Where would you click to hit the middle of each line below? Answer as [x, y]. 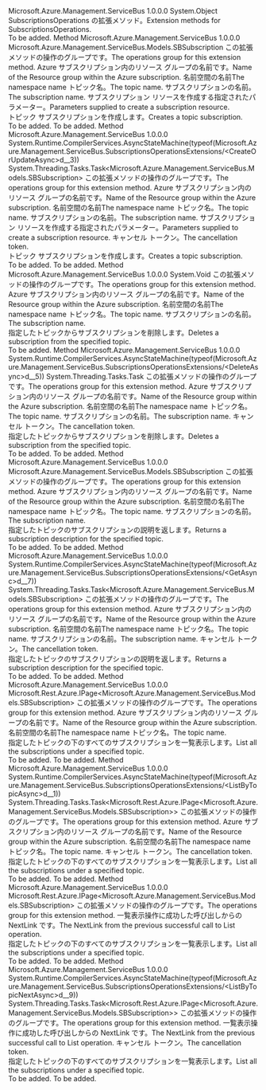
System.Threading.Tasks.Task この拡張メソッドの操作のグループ [152, 376]
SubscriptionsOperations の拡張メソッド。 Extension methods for [114, 20]
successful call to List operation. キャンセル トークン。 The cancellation [125, 1043]
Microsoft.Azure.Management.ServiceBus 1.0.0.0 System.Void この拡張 [124, 274]
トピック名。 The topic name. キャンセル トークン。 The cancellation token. [130, 851]
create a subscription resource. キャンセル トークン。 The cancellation [123, 237]
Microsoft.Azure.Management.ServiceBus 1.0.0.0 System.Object [113, 11]
